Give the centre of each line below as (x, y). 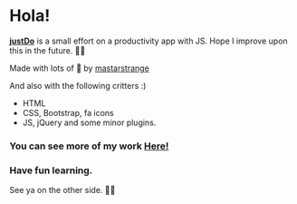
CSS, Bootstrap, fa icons (68, 112)
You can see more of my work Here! (89, 146)
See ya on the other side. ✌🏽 (62, 190)
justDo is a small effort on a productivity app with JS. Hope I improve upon (148, 41)
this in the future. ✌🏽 (48, 50)
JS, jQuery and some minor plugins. (89, 122)
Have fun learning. (51, 170)
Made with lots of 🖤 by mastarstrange (79, 68)
